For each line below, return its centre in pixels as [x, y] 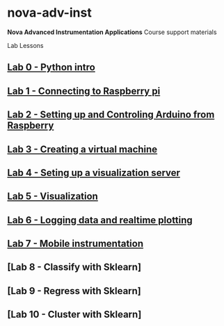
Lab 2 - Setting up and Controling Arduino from [111, 115]
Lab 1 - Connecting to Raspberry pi [84, 91]
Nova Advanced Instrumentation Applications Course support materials [112, 32]
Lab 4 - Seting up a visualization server [94, 173]
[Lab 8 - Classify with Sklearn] [74, 267]
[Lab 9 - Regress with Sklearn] [74, 291]
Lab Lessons [25, 45]
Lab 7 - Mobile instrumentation [75, 244]
